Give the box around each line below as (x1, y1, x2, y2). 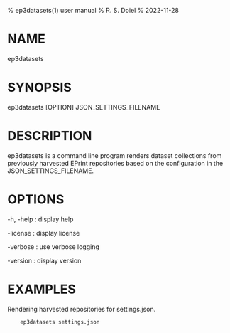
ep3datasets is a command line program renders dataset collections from (7, 151, 222, 159)
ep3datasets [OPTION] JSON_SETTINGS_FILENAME (7, 102, 160, 111)
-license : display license (7, 228, 80, 237)
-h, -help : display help (7, 215, 74, 223)
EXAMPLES (7, 281, 76, 297)
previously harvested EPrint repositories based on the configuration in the (7, 159, 224, 167)
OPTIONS (7, 191, 65, 207)
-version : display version (7, 256, 82, 265)
